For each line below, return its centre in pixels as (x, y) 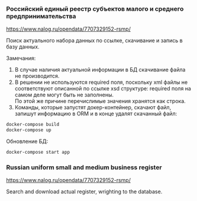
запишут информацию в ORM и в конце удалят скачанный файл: (96, 114)
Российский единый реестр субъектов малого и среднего (95, 9)
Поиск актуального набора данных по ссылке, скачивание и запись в (94, 41)
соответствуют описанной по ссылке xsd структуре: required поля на (103, 89)
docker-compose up (29, 130)
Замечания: (21, 59)
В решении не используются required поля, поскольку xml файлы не (101, 82)
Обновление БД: (27, 141)
